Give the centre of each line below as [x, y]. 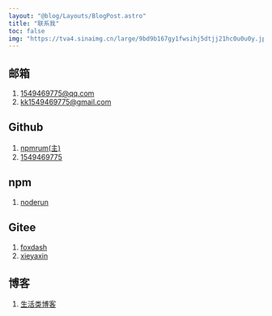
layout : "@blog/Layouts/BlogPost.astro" [78, 16]
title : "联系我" [34, 23]
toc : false [27, 31]
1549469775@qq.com [57, 93]
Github [26, 128]
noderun [34, 202]
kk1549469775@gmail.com [66, 102]
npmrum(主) [40, 147]
